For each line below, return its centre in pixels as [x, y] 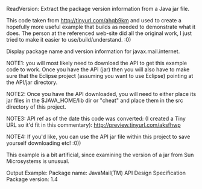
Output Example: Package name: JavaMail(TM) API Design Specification [96, 173]
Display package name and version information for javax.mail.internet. [93, 51]
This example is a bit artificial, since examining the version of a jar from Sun [100, 155]
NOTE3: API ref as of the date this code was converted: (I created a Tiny [96, 118]
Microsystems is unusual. [38, 161]
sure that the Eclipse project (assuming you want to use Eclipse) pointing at [100, 76]
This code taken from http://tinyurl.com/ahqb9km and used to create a [94, 20]
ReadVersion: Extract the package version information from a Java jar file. [98, 9]
